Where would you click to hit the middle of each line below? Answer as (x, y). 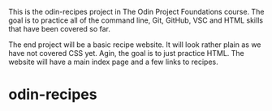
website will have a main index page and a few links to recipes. (113, 62)
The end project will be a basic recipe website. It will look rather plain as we (135, 45)
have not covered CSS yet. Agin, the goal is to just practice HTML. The (127, 53)
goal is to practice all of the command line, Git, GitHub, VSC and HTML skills (136, 20)
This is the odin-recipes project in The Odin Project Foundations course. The (136, 12)
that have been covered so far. (60, 29)
